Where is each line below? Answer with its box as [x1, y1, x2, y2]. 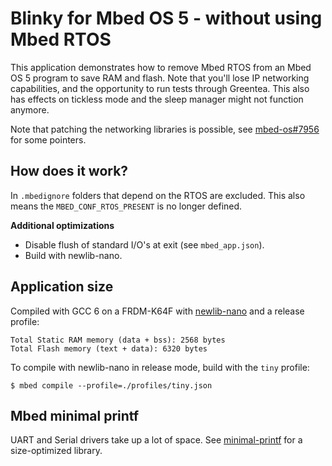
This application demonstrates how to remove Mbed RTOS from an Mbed [10, 61, 312, 73]
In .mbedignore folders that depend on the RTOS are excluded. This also [10, 189, 306, 201]
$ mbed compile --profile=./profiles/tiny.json [10, 380, 213, 391]
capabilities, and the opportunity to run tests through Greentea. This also [10, 82, 310, 94]
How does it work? [10, 163, 129, 180]
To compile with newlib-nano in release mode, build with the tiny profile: [10, 361, 310, 373]
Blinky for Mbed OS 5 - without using [10, 7, 323, 30]
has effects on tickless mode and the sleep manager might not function [10, 93, 304, 105]
